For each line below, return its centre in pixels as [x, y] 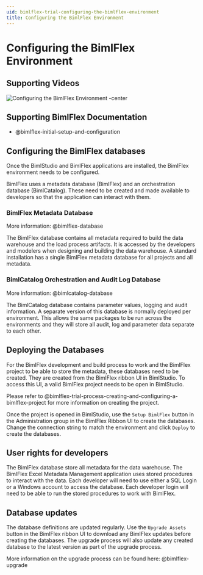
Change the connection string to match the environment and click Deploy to [101, 427]
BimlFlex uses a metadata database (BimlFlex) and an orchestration [91, 184]
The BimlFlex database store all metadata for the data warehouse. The [94, 468]
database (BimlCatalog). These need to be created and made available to [98, 190]
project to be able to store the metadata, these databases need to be [92, 371]
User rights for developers [57, 453]
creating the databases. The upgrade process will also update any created [100, 540]
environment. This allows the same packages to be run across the [89, 317]
